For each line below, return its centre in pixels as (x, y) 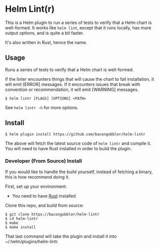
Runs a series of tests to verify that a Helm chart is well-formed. (69, 69)
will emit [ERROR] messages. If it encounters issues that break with (73, 84)
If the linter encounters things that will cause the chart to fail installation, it (79, 79)
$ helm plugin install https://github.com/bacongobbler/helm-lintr (75, 134)
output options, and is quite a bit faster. (45, 33)
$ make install (21, 227)
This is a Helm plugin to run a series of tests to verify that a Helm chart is (79, 23)
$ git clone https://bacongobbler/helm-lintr (52, 214)
